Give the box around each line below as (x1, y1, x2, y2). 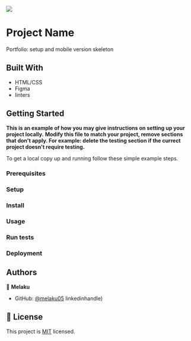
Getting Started (6, 109, 65, 119)
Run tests (6, 233, 34, 242)
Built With (6, 63, 43, 73)
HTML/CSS (14, 78, 43, 86)
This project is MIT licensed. (6, 327, 75, 335)
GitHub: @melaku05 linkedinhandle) (14, 295, 103, 302)
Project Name (6, 26, 75, 40)
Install (6, 201, 25, 210)
